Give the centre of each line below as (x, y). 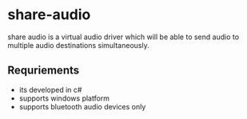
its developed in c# (50, 89)
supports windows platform (64, 98)
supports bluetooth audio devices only (82, 106)
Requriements (44, 71)
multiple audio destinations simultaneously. (78, 45)
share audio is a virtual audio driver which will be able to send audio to (124, 37)
